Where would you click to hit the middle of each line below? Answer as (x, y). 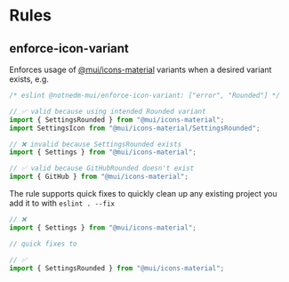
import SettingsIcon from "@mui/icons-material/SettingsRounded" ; (135, 128)
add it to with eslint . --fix (62, 203)
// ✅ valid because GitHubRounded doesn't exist (102, 169)
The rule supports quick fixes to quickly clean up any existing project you (143, 193)
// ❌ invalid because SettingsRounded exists (96, 144)
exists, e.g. (29, 79)
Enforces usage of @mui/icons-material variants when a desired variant (140, 69)
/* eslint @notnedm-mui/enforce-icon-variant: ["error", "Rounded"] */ (144, 95)
